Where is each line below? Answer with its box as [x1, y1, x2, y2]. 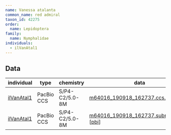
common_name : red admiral [5, 12, 60, 17]
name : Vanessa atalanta [5, 7, 56, 13]
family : [5, 31, 22, 36]
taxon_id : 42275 [5, 17, 40, 22]
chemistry [59, 79, 84, 87]
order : [5, 21, 19, 27]
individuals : [5, 41, 33, 46]
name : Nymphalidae [10, 36, 49, 41]
